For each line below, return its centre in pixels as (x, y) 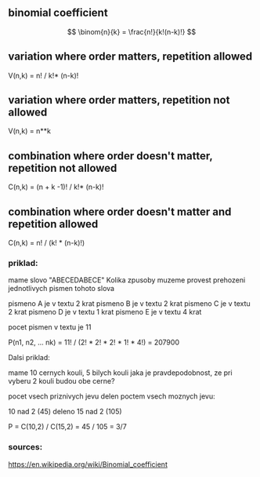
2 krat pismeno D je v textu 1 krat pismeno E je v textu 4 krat (105, 312)
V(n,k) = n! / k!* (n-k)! (43, 75)
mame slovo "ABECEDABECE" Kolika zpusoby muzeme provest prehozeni (127, 280)
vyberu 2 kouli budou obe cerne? (61, 381)
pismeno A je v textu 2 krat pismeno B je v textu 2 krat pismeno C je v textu (129, 304)
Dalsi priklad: (29, 358)
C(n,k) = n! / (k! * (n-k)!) (47, 243)
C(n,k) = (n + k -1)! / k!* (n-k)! (56, 187)
